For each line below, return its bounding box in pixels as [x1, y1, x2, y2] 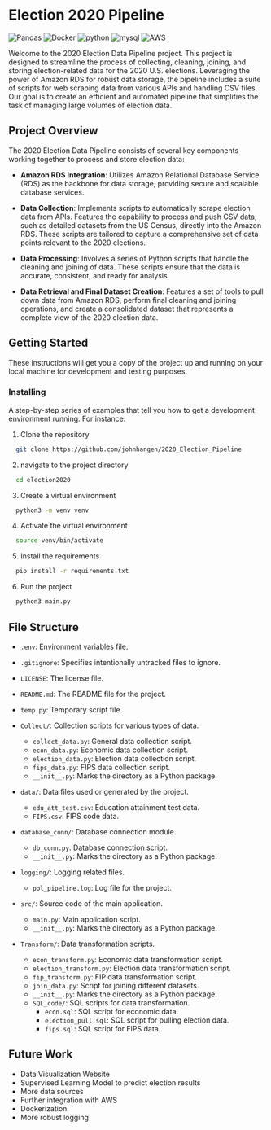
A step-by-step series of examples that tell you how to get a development [8, 405, 255, 414]
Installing [8, 387, 46, 398]
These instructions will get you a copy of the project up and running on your [8, 357, 263, 367]
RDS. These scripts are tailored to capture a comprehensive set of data [20, 229, 259, 239]
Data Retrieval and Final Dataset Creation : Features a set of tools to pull [20, 287, 264, 296]
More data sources [20, 1086, 84, 1096]
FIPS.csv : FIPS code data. [32, 811, 120, 821]
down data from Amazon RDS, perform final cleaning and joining [20, 295, 237, 304]
